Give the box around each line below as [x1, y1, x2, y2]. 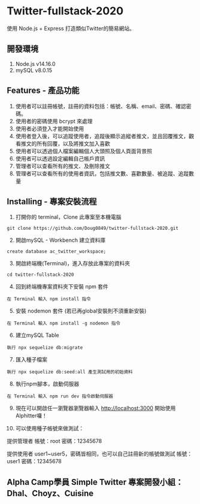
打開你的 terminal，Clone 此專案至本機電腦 [15, 214, 122, 221]
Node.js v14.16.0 [15, 60, 56, 67]
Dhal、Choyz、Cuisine [7, 488, 94, 498]
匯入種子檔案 [15, 356, 47, 363]
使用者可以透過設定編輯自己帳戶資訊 [15, 154, 105, 162]
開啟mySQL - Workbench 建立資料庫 [15, 236, 106, 244]
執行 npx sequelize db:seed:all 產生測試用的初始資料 [7, 369, 133, 375]
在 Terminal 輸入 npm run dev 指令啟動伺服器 [7, 393, 113, 399]
